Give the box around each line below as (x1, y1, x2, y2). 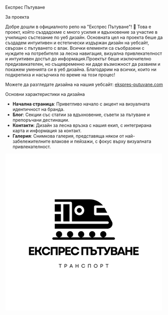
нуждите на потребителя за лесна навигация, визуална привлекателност (5, 50, 162, 56)
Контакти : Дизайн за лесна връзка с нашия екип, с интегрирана (12, 123, 152, 128)
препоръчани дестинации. (12, 117, 69, 123)
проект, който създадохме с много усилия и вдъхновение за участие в (5, 29, 158, 35)
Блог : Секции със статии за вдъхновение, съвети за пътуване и (12, 112, 150, 118)
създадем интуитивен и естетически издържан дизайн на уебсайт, (5, 40, 149, 46)
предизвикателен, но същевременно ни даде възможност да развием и (5, 61, 160, 67)
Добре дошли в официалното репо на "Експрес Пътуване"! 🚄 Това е (5, 24, 151, 30)
